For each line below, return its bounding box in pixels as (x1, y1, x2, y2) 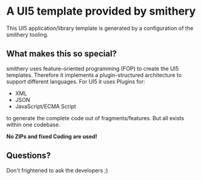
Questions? (6, 151, 51, 161)
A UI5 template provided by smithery (6, 4, 196, 18)
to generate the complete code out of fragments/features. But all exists (6, 114, 184, 121)
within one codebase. (6, 121, 61, 128)
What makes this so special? (6, 49, 117, 59)
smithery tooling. (6, 31, 49, 38)
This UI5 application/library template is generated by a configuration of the (6, 24, 193, 32)
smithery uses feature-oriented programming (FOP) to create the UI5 (6, 65, 179, 72)
